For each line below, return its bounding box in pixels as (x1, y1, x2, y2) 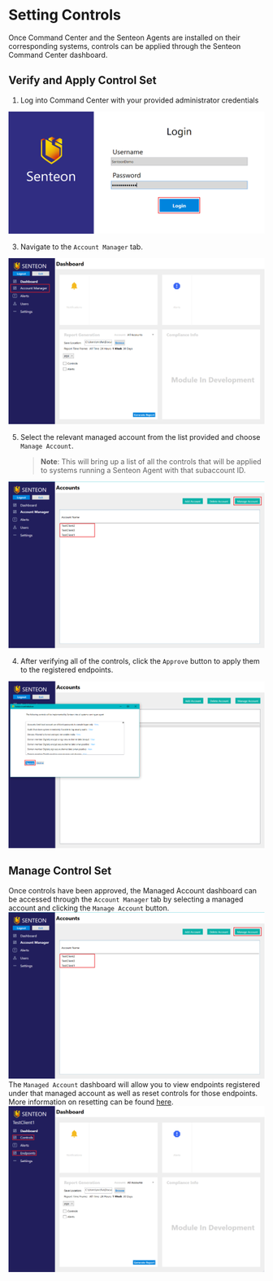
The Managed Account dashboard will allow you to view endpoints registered (8, 1079, 261, 1089)
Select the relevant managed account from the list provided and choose (19, 432, 261, 442)
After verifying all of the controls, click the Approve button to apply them (19, 656, 260, 666)
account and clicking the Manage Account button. (8, 902, 170, 913)
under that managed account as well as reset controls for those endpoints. (8, 1088, 258, 1098)
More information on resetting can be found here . (8, 1097, 174, 1107)
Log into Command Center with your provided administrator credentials (19, 95, 259, 105)
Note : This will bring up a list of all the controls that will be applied (40, 457, 262, 467)
